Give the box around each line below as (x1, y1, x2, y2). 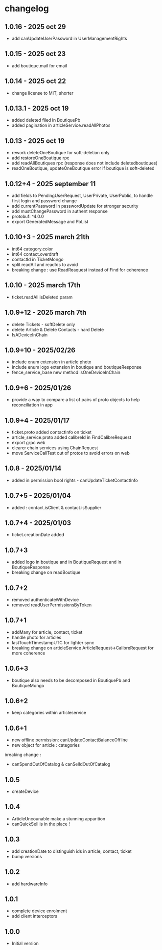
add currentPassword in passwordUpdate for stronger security (11, 203, 139, 209)
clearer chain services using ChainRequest (11, 445, 98, 451)
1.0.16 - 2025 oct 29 (4, 23, 66, 31)
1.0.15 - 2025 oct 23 (4, 50, 66, 58)
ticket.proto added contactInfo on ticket (11, 429, 92, 435)
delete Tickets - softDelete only (11, 321, 75, 327)
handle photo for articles (11, 634, 62, 640)
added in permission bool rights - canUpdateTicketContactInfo (11, 477, 138, 483)
